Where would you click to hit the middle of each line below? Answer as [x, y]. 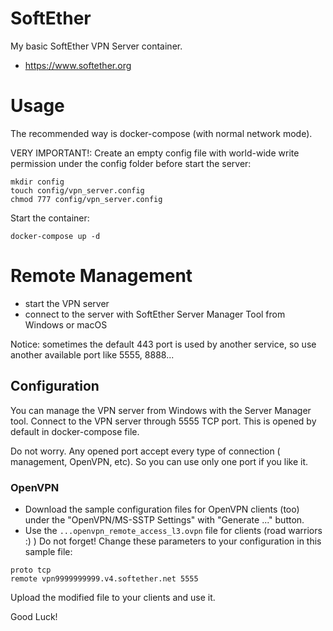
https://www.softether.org [78, 65]
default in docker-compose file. [75, 431]
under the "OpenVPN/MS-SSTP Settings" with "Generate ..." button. [164, 519]
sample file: [48, 551]
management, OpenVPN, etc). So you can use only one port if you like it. [159, 461]
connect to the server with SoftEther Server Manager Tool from [155, 314]
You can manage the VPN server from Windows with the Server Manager [161, 410]
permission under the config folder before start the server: [131, 163]
